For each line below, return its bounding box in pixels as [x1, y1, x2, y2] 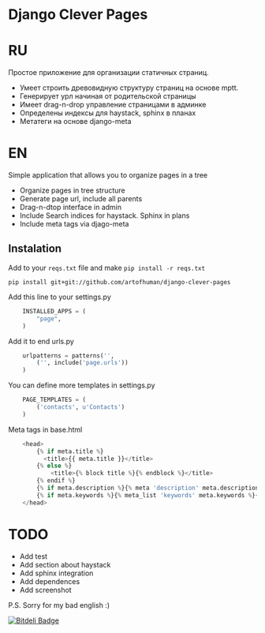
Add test [19, 551, 48, 561]
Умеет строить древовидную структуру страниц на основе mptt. [19, 83, 239, 92]
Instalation [8, 242, 62, 256]
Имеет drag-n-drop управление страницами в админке [19, 100, 207, 110]
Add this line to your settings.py [8, 292, 112, 302]
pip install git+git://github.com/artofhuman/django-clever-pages [8, 278, 231, 286]
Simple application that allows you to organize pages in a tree [8, 170, 207, 180]
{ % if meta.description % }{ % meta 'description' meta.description [36, 484, 259, 492]
